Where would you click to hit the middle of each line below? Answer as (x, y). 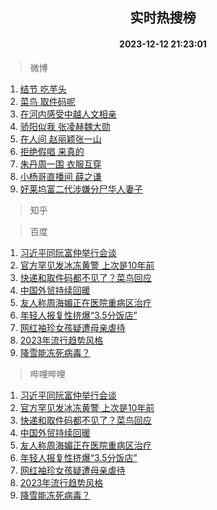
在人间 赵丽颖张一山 (60, 139)
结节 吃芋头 (43, 89)
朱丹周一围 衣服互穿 (60, 164)
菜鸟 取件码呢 (47, 101)
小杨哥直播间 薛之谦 (60, 176)
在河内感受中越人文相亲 (68, 114)
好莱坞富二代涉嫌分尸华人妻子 (81, 189)
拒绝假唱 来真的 (52, 151)
